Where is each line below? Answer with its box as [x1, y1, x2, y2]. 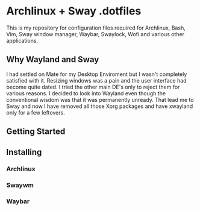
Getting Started [6, 127, 66, 137]
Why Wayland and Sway [6, 54, 99, 65]
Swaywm [6, 181, 34, 189]
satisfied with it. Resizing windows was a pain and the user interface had [6, 77, 187, 84]
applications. [6, 37, 38, 44]
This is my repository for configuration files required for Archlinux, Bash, [6, 24, 186, 31]
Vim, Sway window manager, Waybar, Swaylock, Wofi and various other [6, 30, 185, 37]
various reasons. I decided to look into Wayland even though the [6, 89, 166, 97]
